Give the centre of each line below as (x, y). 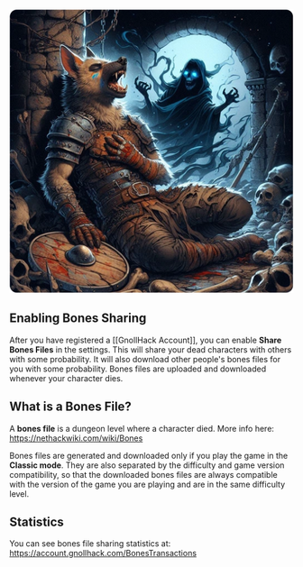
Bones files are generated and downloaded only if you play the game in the (149, 455)
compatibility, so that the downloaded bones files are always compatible (143, 474)
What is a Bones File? (71, 407)
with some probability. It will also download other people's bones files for (145, 359)
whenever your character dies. (66, 378)
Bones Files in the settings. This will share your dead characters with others (151, 349)
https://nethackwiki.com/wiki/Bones (76, 438)
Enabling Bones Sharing (78, 319)
